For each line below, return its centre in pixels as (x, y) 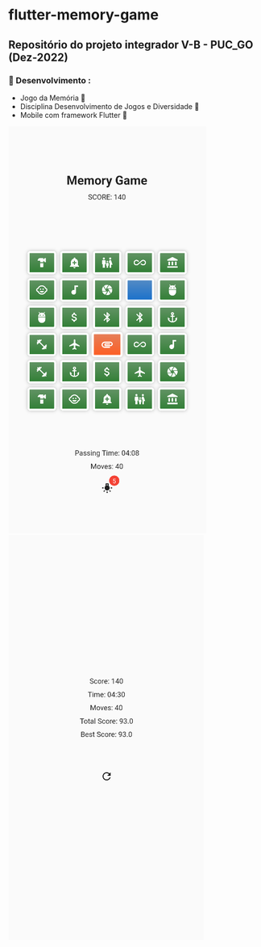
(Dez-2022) (38, 57)
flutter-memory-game (84, 15)
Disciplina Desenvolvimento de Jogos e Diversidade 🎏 (110, 106)
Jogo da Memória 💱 (53, 98)
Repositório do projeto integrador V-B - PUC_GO (131, 45)
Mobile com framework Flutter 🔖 (73, 115)
